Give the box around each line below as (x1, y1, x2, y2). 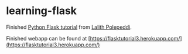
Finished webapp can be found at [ (6, 35, 91, 42)
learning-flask (6, 4, 77, 18)
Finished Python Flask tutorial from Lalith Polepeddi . (6, 23, 132, 31)
